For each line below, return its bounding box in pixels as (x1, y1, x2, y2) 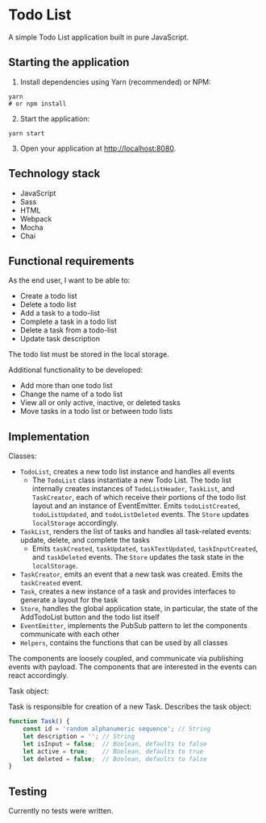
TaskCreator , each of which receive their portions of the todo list (31, 493, 246, 502)
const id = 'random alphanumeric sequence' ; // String (23, 725, 211, 734)
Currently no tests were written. (8, 806, 114, 816)
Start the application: (19, 114, 90, 123)
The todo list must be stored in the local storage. (8, 349, 169, 359)
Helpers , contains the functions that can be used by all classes (19, 638, 228, 647)
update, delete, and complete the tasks (19, 536, 151, 545)
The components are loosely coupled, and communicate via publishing (8, 654, 244, 664)
